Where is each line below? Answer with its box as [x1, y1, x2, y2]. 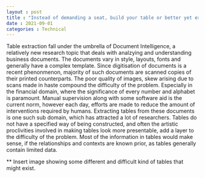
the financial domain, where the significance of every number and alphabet [6, 88, 195, 95]
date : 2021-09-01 [6, 20, 53, 26]
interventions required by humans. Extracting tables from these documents [6, 107, 195, 115]
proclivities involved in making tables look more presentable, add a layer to [6, 127, 194, 134]
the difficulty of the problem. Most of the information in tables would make [6, 133, 193, 141]
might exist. [6, 165, 35, 172]
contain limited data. [6, 146, 58, 154]
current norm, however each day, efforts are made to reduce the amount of [6, 101, 195, 109]
